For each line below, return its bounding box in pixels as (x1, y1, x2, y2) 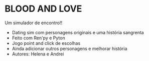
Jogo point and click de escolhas (12, 40, 81, 46)
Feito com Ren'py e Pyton (12, 35, 66, 41)
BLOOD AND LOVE (5, 3, 82, 15)
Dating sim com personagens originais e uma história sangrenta (12, 29, 144, 35)
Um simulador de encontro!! (5, 20, 63, 26)
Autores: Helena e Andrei (12, 51, 64, 57)
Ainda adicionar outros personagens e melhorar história (12, 45, 127, 51)
